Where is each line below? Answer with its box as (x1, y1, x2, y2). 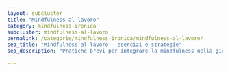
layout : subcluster (7, 9, 63, 17)
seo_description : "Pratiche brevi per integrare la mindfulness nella (7, 48, 213, 55)
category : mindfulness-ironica (7, 22, 97, 29)
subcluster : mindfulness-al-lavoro (7, 28, 109, 36)
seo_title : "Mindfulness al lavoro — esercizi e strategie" (7, 41, 183, 48)
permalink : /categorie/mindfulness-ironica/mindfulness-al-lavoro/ (7, 35, 204, 42)
